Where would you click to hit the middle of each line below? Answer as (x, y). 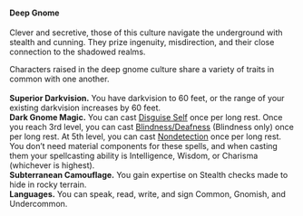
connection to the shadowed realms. (78, 52)
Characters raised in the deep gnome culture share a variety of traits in (142, 70)
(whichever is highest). (52, 165)
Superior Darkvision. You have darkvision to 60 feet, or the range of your (147, 99)
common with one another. (59, 79)
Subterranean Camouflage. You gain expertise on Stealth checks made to (149, 175)
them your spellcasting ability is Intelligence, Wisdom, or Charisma (134, 156)
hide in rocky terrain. (48, 184)
